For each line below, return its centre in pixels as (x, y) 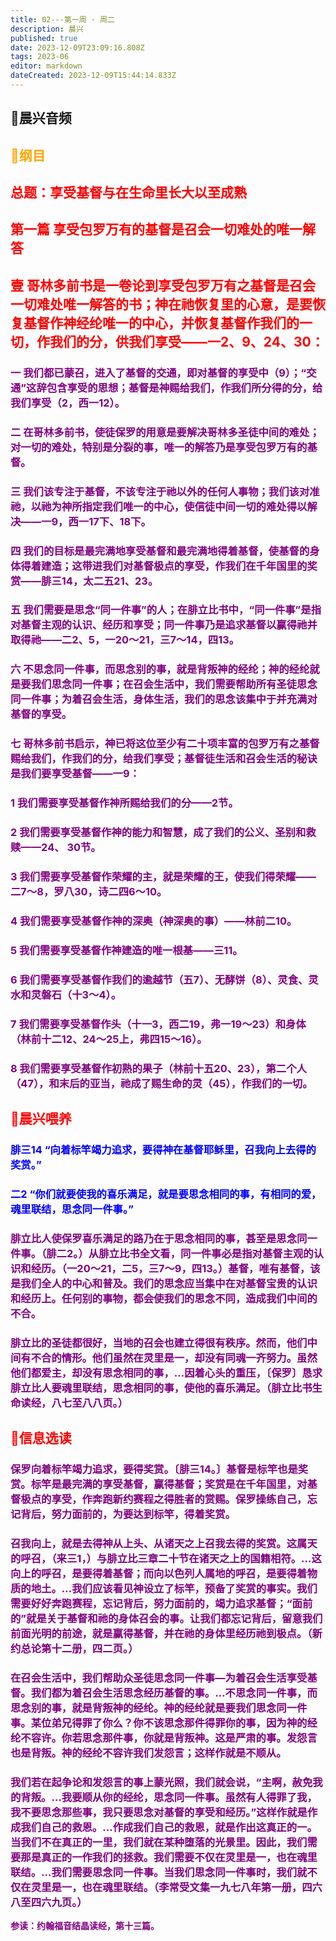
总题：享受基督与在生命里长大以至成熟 (128, 192)
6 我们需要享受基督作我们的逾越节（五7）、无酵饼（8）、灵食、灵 (164, 979)
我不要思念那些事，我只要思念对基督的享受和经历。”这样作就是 (159, 1812)
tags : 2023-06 (40, 57)
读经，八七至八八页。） (74, 1403)
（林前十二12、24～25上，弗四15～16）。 (109, 1039)
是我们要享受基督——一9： (75, 774)
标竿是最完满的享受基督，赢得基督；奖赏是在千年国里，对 (169, 1484)
